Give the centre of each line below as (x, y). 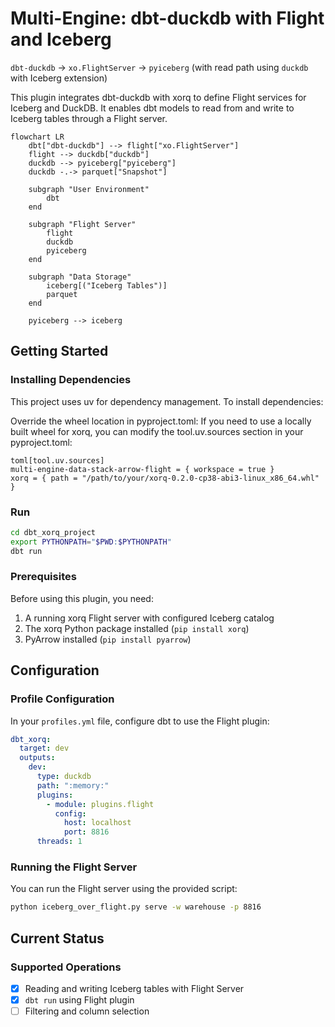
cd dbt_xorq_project (53, 532)
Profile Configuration (62, 699)
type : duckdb (64, 777)
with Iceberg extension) (59, 78)
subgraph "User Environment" (89, 189)
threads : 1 (59, 842)
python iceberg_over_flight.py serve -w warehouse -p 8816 (136, 907)
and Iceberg (61, 39)
